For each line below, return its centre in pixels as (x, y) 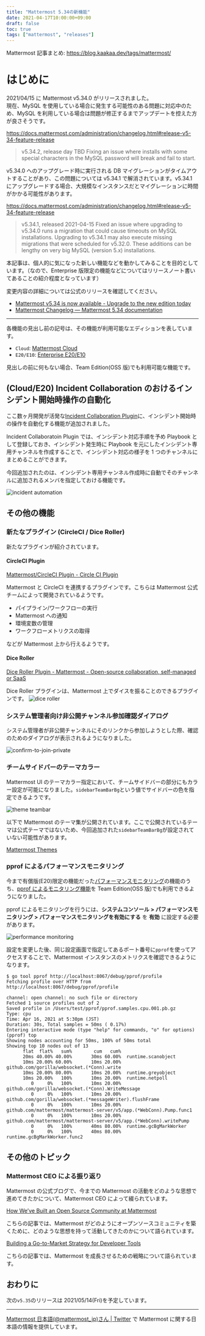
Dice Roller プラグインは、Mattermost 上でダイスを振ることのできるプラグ (100, 691)
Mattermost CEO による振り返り (54, 1176)
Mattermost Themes (32, 849)
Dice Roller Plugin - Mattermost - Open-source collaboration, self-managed (101, 671)
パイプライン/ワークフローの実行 (56, 608)
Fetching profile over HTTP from (49, 982)
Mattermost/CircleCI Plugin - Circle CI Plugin (63, 574)
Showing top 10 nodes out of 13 (47, 1046)
